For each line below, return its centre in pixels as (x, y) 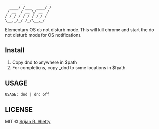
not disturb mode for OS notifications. (43, 35)
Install (15, 50)
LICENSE (19, 110)
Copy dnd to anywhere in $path (44, 62)
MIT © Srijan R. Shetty (28, 122)
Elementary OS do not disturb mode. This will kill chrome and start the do (79, 30)
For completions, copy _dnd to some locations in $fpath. (70, 67)
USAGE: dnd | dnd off (27, 94)
